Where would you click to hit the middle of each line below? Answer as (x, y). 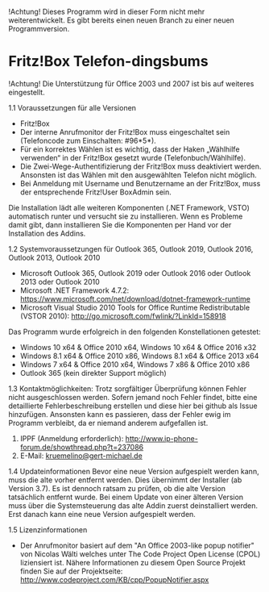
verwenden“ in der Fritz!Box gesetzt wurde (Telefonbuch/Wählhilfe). (132, 157)
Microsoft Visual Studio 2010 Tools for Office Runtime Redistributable (135, 307)
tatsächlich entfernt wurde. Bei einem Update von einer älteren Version (126, 497)
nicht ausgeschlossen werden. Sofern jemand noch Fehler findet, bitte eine (133, 397)
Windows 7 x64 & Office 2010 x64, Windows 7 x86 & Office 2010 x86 (135, 364)
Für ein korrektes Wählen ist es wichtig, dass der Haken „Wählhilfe (130, 149)
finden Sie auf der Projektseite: (71, 571)
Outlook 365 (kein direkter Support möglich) (93, 373)
